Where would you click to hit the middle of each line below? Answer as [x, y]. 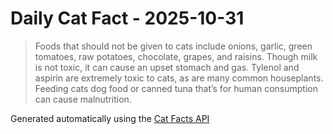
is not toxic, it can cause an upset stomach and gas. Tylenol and [167, 67]
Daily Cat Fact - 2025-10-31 [127, 18]
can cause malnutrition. [83, 99]
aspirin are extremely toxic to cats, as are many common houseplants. [179, 78]
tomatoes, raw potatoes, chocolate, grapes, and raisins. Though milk [176, 56]
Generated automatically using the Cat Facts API [110, 118]
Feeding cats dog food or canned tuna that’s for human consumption [176, 88]
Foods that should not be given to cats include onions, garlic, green [173, 46]
